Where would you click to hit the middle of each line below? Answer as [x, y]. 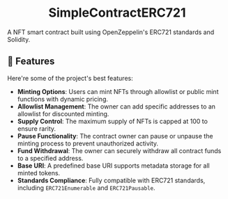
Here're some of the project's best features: [70, 78]
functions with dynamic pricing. [63, 99]
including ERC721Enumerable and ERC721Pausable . [86, 188]
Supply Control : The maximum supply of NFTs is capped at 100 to [112, 121]
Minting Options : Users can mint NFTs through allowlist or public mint [118, 91]
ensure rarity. [37, 128]
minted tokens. [39, 173]
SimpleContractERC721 [117, 13]
